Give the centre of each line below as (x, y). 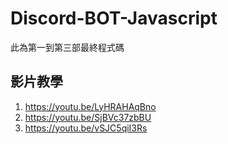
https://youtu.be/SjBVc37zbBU (88, 117)
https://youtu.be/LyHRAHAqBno (90, 106)
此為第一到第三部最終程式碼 (67, 47)
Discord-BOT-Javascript (114, 18)
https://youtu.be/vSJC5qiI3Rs (86, 128)
